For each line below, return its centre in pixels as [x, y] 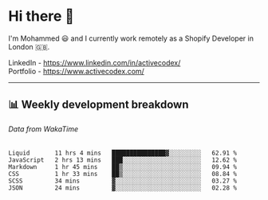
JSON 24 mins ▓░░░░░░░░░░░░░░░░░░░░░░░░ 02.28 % [123, 188]
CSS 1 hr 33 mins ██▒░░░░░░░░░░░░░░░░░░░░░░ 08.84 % [123, 174]
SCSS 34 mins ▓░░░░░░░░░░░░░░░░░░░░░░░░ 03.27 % [123, 181]
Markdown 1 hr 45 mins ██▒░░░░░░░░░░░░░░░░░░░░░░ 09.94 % [123, 167]
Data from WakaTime [43, 129]
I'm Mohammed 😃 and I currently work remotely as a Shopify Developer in [131, 38]
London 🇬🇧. [29, 46]
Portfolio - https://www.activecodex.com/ [77, 71]
